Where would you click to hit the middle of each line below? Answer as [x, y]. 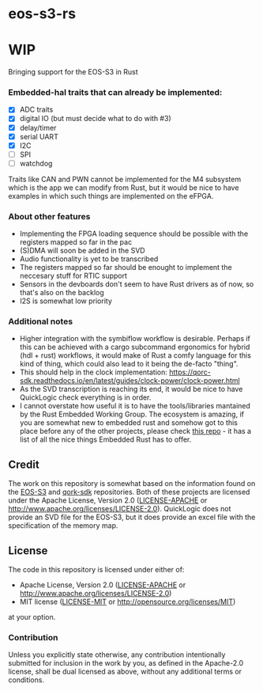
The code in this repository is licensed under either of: [96, 570]
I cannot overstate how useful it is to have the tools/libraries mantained [135, 406]
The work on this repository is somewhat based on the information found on [132, 484]
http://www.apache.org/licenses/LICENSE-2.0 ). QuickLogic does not [120, 509]
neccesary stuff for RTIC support [73, 276]
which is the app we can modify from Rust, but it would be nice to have [124, 188]
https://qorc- [190, 372]
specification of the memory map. [63, 526]
